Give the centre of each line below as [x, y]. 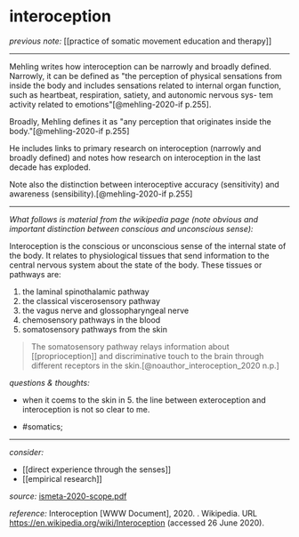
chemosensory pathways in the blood [91, 320]
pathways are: [35, 274]
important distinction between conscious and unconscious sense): [131, 228]
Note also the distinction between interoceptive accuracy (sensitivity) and [145, 184]
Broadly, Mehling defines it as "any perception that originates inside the [140, 121]
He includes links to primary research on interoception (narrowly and [135, 148]
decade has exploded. [50, 167]
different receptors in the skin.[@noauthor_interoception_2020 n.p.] [155, 365]
